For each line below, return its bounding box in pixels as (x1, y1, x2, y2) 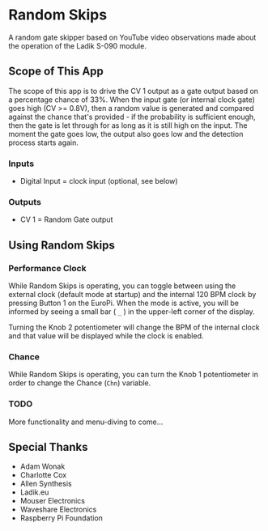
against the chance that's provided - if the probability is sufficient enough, (8, 112, 257, 121)
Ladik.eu (19, 487, 49, 497)
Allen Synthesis (19, 479, 72, 489)
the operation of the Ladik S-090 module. (8, 40, 147, 50)
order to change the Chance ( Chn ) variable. (8, 378, 151, 388)
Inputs (8, 158, 35, 169)
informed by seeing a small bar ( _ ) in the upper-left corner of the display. (8, 307, 255, 316)
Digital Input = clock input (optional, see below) (19, 176, 178, 186)
